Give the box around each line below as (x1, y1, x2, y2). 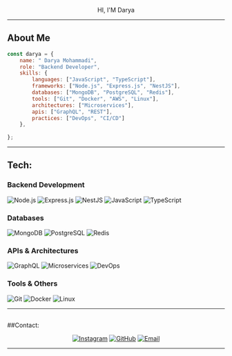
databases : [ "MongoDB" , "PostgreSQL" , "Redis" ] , (32, 89, 175, 96)
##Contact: (7, 321, 39, 330)
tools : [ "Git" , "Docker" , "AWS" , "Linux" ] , (32, 95, 159, 102)
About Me (7, 32, 50, 44)
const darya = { (7, 50, 54, 57)
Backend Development (7, 180, 85, 190)
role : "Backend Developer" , (19, 63, 100, 70)
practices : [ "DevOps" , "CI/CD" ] (32, 115, 126, 121)
